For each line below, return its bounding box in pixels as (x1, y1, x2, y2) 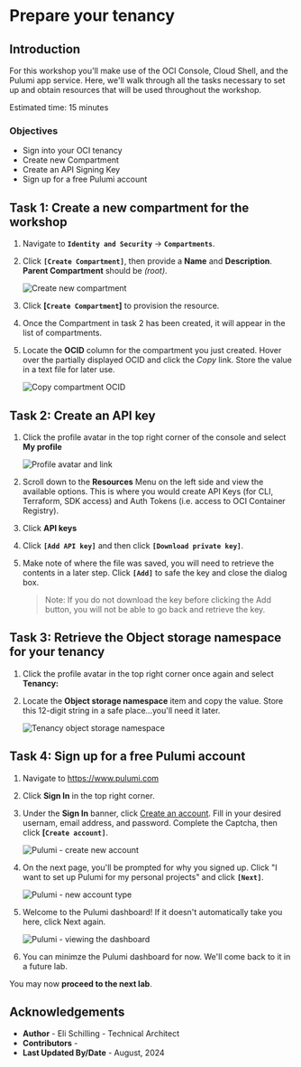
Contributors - (22, 1038, 78, 1049)
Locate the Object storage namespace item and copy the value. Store (22, 695, 284, 706)
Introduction (9, 42, 81, 57)
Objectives (9, 124, 59, 136)
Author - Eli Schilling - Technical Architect (22, 1028, 180, 1039)
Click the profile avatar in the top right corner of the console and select (22, 431, 287, 443)
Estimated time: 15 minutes (9, 102, 109, 113)
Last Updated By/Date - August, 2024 (22, 1047, 165, 1058)
